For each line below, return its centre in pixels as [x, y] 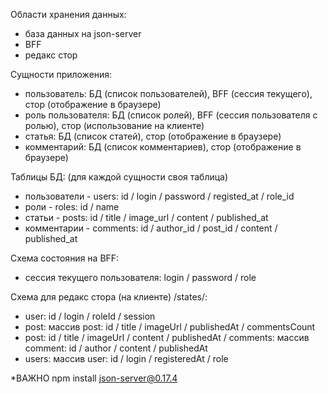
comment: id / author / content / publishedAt [116, 348]
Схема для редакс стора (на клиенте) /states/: [109, 297]
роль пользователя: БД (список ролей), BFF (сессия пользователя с [171, 115]
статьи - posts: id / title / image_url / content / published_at [146, 217]
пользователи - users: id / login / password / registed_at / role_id [159, 196]
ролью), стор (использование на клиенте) [114, 125]
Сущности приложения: [61, 74]
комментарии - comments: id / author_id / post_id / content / [151, 228]
